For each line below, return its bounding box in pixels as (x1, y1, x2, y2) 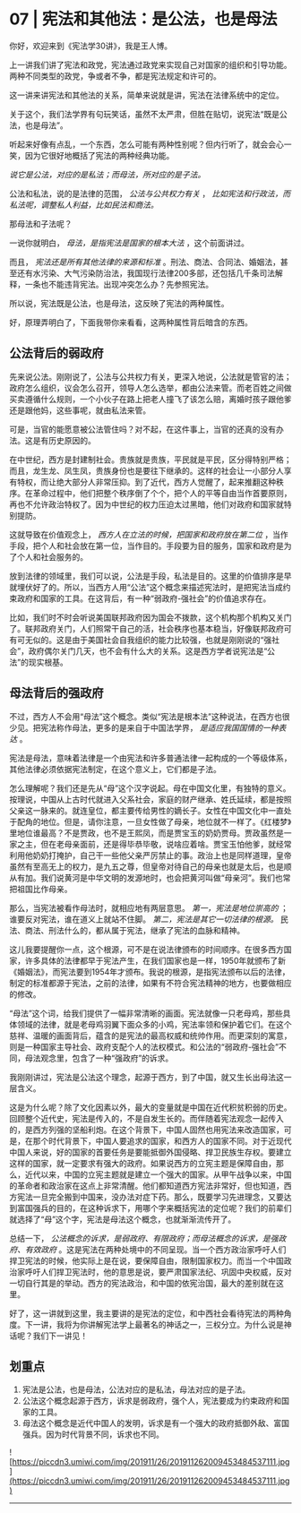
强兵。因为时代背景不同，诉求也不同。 (21, 1429, 164, 1440)
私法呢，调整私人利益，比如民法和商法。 (9, 199, 159, 210)
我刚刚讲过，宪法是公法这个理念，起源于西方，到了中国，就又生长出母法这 (9, 1071, 284, 1082)
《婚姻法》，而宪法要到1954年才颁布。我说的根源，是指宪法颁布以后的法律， (9, 966, 290, 977)
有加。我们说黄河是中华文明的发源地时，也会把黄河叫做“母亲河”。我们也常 (16, 872, 291, 883)
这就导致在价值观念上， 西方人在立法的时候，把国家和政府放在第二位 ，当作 (9, 529, 288, 539)
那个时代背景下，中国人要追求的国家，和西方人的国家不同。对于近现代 (32, 1135, 292, 1146)
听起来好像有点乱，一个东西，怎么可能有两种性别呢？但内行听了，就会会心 (9, 139, 284, 150)
